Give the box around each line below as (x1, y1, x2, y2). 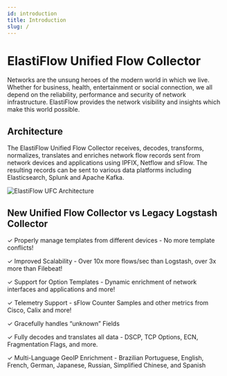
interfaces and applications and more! (7, 285, 116, 293)
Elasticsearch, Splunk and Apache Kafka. (7, 173, 125, 182)
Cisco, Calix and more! (7, 306, 72, 314)
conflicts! (7, 243, 34, 252)
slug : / (7, 23, 30, 30)
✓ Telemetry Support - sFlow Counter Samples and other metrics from (7, 298, 209, 307)
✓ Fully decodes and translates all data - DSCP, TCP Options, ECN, (7, 332, 199, 341)
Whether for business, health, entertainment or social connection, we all (7, 83, 213, 92)
